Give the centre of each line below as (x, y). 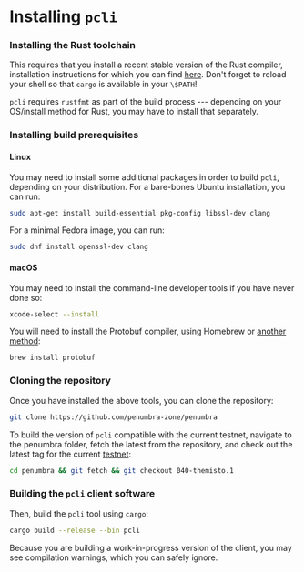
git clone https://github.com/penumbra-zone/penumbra (114, 417)
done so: (26, 297)
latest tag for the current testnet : (71, 454)
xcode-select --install (55, 314)
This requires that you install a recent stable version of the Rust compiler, (147, 65)
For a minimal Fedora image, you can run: (87, 230)
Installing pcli (64, 17)
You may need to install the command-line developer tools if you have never (152, 287)
